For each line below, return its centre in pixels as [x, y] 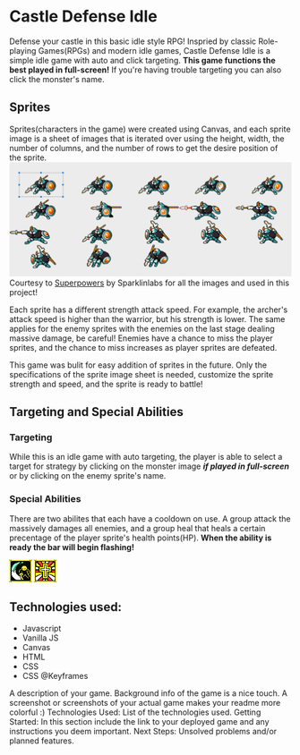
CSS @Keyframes [55, 676]
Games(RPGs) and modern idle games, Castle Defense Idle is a [154, 50]
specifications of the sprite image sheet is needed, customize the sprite [141, 374]
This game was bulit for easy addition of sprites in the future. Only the [138, 365]
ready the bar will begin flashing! [72, 547]
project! [24, 292]
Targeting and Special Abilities [96, 412]
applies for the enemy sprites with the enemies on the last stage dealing [142, 328]
